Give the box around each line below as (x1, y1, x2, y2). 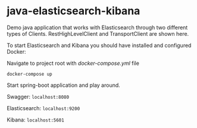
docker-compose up (7, 71, 52, 77)
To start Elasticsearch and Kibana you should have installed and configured (7, 42, 192, 49)
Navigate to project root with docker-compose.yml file (7, 60, 139, 67)
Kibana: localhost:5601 (7, 116, 64, 123)
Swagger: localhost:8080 (7, 93, 70, 100)
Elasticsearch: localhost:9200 (7, 104, 80, 111)
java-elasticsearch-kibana (7, 4, 140, 18)
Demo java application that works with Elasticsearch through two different (7, 24, 188, 31)
